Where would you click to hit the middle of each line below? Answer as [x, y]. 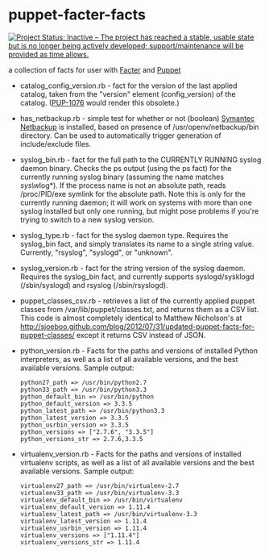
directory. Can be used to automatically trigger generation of [120, 135]
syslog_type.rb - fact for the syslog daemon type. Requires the [124, 235]
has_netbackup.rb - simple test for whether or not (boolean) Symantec [137, 118]
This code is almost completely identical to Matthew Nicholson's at [131, 318]
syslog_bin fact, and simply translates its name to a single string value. [137, 244]
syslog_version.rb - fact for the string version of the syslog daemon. [132, 268]
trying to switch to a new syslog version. [87, 219]
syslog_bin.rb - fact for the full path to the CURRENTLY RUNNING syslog [141, 160]
